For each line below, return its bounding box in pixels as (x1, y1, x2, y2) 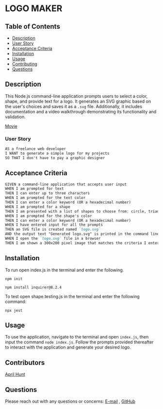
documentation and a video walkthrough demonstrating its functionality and (5, 108, 157, 114)
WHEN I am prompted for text (5, 186, 64, 191)
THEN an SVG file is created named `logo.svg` (5, 227, 101, 232)
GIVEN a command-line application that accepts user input (5, 182, 127, 187)
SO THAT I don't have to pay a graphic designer (5, 155, 105, 160)
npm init (5, 276, 23, 281)
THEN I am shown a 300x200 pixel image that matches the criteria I (5, 240, 147, 246)
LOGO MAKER (5, 3, 63, 14)
